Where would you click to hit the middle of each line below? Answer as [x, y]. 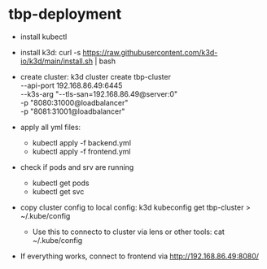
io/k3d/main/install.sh [57, 61]
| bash [105, 61]
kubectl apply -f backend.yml [82, 142]
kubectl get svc [58, 191]
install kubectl [44, 37]
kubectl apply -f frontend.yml [81, 151]
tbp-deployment [65, 14]
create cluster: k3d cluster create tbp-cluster [95, 76]
